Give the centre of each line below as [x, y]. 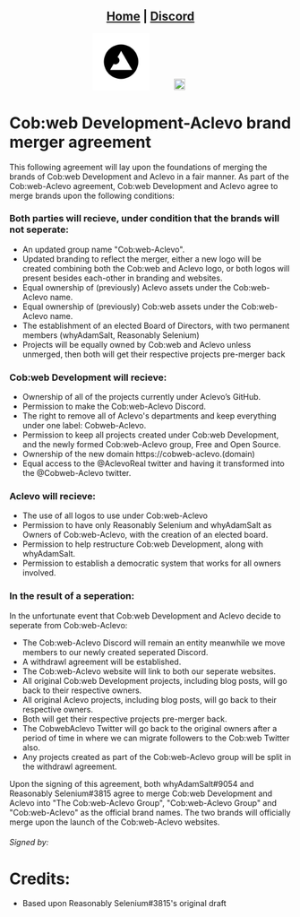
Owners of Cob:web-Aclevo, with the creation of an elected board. [145, 535]
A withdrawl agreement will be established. [102, 662]
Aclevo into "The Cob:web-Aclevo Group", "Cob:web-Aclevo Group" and [143, 802]
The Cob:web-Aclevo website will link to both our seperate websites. [149, 671]
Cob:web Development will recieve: [88, 377]
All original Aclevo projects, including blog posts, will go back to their [150, 699]
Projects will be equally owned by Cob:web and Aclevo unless [137, 344]
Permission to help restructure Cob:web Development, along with [143, 544]
